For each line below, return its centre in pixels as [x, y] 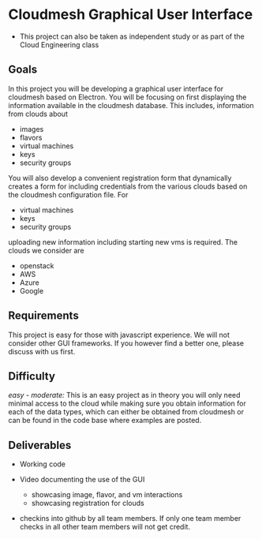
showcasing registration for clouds [88, 503]
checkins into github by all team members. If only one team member [130, 518]
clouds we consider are [46, 250]
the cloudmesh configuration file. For [68, 194]
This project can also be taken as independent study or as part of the [132, 36]
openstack [37, 265]
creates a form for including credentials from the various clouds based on [128, 186]
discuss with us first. [42, 351]
